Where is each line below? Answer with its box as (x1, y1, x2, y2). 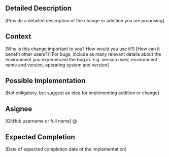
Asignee (5, 104, 32, 113)
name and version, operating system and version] (5, 62, 109, 68)
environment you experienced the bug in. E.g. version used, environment (5, 56, 157, 62)
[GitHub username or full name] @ (5, 118, 77, 124)
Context (5, 32, 31, 41)
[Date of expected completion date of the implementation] (5, 146, 127, 152)
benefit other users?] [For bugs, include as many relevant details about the (5, 51, 161, 57)
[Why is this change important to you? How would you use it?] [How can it (5, 46, 160, 52)
